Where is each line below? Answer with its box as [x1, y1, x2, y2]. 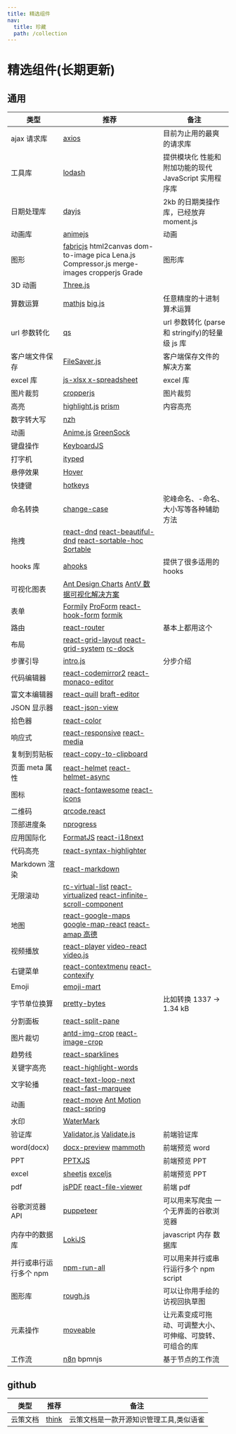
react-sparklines [63, 1050, 119, 1060]
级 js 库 [162, 339, 187, 348]
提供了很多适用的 [162, 557, 220, 567]
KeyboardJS [63, 441, 104, 450]
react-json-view [63, 703, 119, 712]
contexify [63, 970, 94, 980]
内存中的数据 [11, 1230, 54, 1240]
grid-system [63, 644, 105, 653]
